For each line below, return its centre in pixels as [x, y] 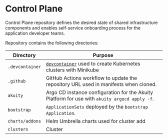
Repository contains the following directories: [52, 42]
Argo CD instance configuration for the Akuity [99, 92]
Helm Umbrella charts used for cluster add [96, 121]
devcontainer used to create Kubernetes [93, 63]
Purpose [103, 55]
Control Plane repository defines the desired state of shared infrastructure [81, 22]
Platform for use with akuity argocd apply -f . [100, 98]
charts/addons [24, 121]
